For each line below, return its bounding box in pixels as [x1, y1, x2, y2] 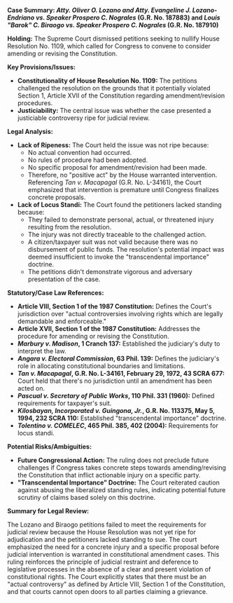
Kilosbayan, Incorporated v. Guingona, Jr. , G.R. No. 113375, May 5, [17, 407, 216, 414]
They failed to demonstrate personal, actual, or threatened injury [27, 215, 215, 224]
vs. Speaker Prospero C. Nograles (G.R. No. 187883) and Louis [36, 13, 220, 22]
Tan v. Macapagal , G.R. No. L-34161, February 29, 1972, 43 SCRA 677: [17, 370, 225, 377]
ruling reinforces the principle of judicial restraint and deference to [7, 557, 199, 566]
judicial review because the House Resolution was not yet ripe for [7, 528, 196, 536]
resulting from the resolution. [27, 223, 112, 231]
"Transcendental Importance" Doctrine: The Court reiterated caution [17, 478, 220, 487]
